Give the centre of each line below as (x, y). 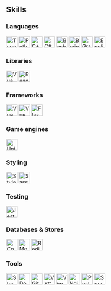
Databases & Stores (35, 229)
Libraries (19, 60)
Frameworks (25, 95)
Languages (23, 27)
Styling (17, 162)
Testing (17, 196)
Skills (16, 10)
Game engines (27, 129)
